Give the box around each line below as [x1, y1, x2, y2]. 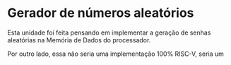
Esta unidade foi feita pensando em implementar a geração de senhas [7, 28, 211, 37]
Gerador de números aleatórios [7, 5, 194, 21]
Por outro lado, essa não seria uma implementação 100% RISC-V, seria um [7, 49, 225, 58]
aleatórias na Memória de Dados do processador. [7, 35, 151, 44]
